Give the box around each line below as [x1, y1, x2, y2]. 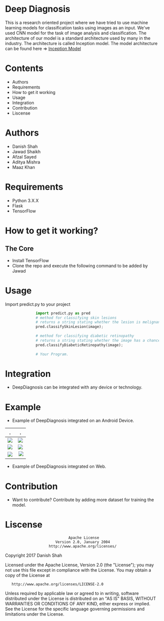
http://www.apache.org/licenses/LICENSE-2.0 [11, 582, 104, 587]
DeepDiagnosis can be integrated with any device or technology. [12, 384, 143, 390]
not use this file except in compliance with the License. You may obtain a [5, 567, 151, 573]
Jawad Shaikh [12, 148, 41, 155]
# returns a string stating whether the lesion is [36, 320, 141, 325]
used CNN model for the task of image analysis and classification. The [5, 30, 147, 36]
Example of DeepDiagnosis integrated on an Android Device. [12, 417, 134, 424]
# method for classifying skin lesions [36, 315, 117, 320]
